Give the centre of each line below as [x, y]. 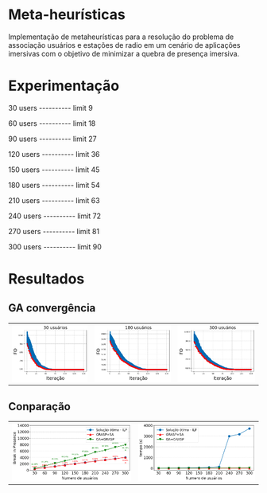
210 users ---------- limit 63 [54, 200]
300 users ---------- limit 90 [55, 246]
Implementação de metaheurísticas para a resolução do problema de [121, 37]
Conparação [40, 407]
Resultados [46, 279]
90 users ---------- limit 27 [52, 139]
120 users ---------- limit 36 [54, 154]
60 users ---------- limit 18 [52, 123]
